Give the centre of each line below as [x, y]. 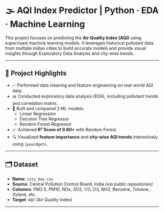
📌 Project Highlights [36, 73]
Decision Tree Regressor [44, 118]
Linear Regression [38, 114]
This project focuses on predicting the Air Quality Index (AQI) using [73, 38]
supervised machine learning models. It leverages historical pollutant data [79, 43]
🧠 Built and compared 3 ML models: [48, 108]
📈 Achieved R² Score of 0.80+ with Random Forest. [65, 129]
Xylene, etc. [24, 194]
